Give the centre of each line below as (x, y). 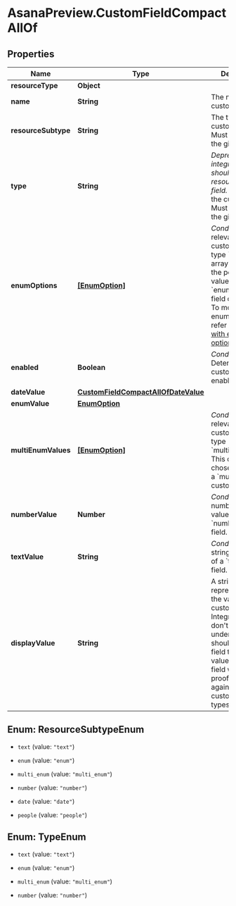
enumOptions (34, 285)
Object (88, 86)
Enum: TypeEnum (47, 837)
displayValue (33, 643)
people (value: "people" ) (52, 814)
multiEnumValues (41, 450)
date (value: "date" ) (46, 801)
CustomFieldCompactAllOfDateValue (140, 392)
